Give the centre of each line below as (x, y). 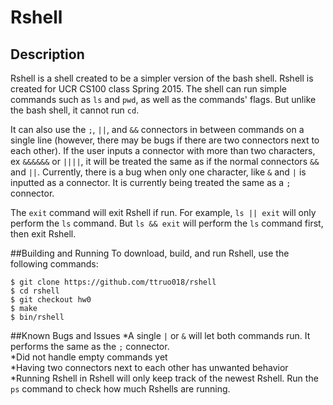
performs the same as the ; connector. (90, 346)
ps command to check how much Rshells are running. (120, 389)
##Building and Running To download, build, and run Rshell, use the (150, 253)
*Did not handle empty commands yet (89, 357)
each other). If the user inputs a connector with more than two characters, (163, 150)
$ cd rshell (35, 291)
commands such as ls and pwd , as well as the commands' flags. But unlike (163, 99)
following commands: (54, 264)
